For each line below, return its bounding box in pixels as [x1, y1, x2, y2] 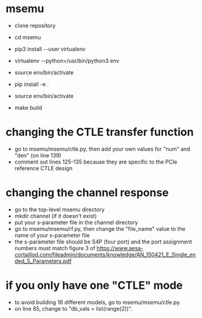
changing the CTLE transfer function [5, 125, 194, 139]
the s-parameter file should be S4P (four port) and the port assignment [14, 238, 192, 245]
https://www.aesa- [96, 244, 144, 251]
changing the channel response [5, 186, 169, 200]
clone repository [14, 22, 56, 29]
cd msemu [14, 33, 41, 41]
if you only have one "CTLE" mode [5, 279, 183, 292]
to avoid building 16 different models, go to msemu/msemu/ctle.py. [14, 299, 181, 306]
